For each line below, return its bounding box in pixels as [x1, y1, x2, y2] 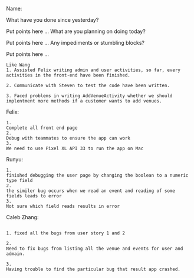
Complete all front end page [6, 125, 78, 131]
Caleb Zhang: [6, 214, 39, 220]
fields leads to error [6, 193, 62, 199]
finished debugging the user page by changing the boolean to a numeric [6, 173, 189, 178]
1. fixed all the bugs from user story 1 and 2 [6, 230, 126, 236]
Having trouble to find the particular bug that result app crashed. [6, 266, 181, 272]
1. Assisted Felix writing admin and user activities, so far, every [6, 67, 181, 73]
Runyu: [6, 156, 24, 163]
